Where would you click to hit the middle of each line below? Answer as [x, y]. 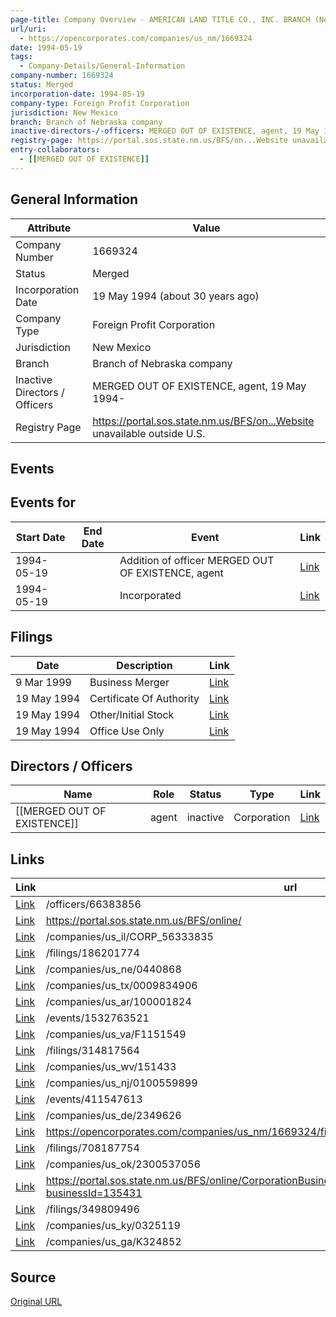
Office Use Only [127, 731]
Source [33, 1277]
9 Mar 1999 [43, 682]
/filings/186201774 [92, 953]
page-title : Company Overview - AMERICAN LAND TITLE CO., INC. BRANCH [160, 19]
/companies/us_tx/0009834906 [121, 986]
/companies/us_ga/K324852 [113, 1242]
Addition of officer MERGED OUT [197, 560]
